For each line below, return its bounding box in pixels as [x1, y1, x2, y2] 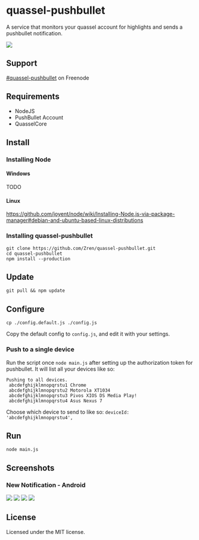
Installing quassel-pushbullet [6, 231, 94, 240]
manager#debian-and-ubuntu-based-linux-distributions [6, 216, 144, 224]
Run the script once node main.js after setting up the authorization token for [6, 359, 193, 366]
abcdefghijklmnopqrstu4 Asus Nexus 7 [8, 398, 102, 404]
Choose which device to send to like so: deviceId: [6, 408, 130, 416]
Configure [6, 304, 45, 314]
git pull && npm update [6, 288, 66, 294]
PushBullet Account [14, 114, 64, 121]
